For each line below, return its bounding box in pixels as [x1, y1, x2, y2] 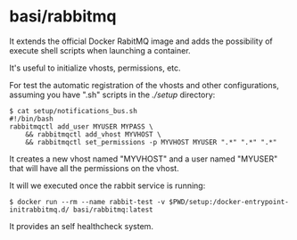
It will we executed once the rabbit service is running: [9, 180, 206, 191]
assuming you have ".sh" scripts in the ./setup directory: [9, 89, 216, 100]
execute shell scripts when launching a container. [9, 45, 191, 55]
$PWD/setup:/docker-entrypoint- [169, 197, 290, 206]
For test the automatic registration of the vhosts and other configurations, [9, 79, 279, 90]
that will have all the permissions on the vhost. [9, 162, 180, 173]
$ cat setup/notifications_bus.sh [9, 106, 138, 115]
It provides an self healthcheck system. [9, 220, 154, 231]
